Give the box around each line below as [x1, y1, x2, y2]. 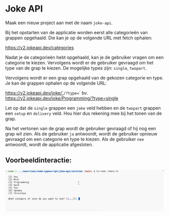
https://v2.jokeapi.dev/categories [5, 44, 74, 50]
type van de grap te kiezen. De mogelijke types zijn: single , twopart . [5, 65, 147, 71]
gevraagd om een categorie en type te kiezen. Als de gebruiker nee [5, 136, 144, 142]
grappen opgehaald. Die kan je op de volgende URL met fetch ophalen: [5, 35, 152, 41]
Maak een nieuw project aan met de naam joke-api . [5, 20, 113, 26]
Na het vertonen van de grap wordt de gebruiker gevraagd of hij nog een [5, 125, 156, 131]
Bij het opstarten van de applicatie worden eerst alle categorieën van [5, 29, 148, 35]
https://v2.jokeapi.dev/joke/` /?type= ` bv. [5, 90, 88, 96]
